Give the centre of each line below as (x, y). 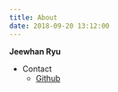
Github (48, 78)
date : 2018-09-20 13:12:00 (59, 26)
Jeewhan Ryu (35, 51)
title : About (34, 17)
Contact (37, 69)
